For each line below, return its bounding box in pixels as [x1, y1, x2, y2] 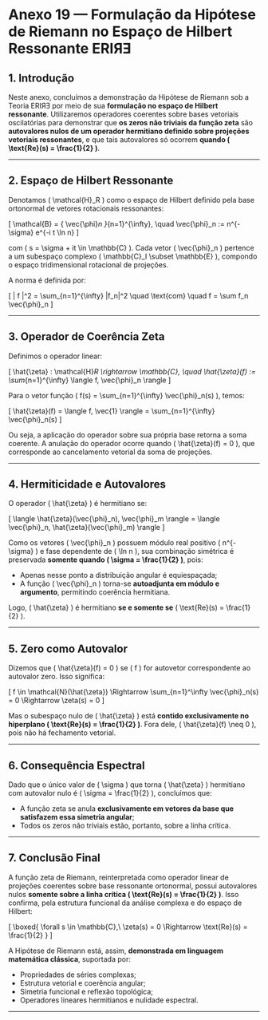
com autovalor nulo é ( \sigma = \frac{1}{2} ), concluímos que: [8, 789, 213, 798]
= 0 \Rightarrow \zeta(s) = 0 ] [8, 696, 105, 706]
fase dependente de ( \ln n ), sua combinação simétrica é [45, 547, 235, 556]
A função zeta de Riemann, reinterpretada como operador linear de [8, 872, 229, 882]
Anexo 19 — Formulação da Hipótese [8, 6, 257, 24]
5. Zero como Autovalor [8, 642, 128, 655]
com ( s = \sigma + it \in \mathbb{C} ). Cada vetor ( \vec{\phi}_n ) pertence [8, 243, 254, 252]
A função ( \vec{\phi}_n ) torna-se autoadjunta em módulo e [19, 579, 220, 588]
